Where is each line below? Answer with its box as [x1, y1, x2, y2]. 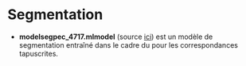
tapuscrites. [18, 49, 59, 58]
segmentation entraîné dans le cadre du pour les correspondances [18, 40, 238, 49]
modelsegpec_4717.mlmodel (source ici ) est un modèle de [18, 32, 213, 41]
